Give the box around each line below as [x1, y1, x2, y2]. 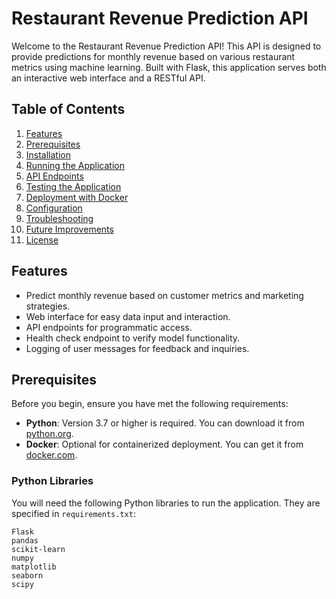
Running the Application [25, 159, 125, 171]
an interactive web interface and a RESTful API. [11, 72, 206, 84]
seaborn [11, 570, 44, 581]
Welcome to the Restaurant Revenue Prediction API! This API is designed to [11, 40, 322, 52]
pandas [11, 535, 39, 546]
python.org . [25, 428, 74, 440]
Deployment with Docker [25, 191, 129, 203]
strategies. [25, 300, 71, 312]
